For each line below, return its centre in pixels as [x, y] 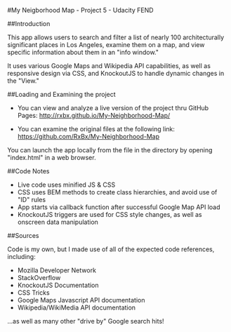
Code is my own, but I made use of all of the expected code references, [111, 249]
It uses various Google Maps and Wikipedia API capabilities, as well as [109, 66]
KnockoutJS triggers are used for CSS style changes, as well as [110, 214]
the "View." [24, 81]
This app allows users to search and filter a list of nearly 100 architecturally [116, 37]
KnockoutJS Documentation [58, 285]
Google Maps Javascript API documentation [81, 300]
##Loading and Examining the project [61, 94]
